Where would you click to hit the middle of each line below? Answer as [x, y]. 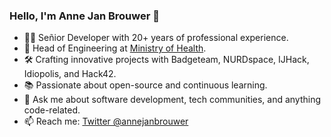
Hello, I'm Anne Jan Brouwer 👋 [84, 16]
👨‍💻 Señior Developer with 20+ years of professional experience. [156, 38]
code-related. [52, 110]
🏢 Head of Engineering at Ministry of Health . [115, 48]
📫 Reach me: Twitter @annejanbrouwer [106, 121]
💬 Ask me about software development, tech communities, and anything [172, 100]
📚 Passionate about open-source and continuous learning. [145, 85]
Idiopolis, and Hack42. [70, 74]
